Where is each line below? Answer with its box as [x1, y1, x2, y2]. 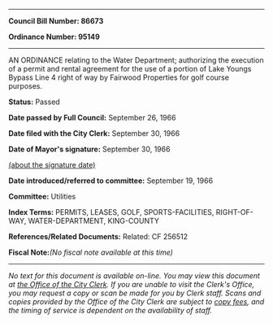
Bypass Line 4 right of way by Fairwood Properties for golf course [8, 72, 230, 82]
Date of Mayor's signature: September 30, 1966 [8, 144, 171, 154]
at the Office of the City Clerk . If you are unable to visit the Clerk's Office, [8, 280, 255, 289]
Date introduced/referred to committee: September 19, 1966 [8, 176, 214, 186]
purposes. [8, 81, 43, 90]
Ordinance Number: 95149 [8, 32, 100, 41]
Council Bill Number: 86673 [8, 16, 104, 25]
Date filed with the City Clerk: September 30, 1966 [8, 129, 180, 138]
